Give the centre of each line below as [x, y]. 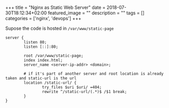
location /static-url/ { [50, 83]
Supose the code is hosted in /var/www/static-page [60, 28]
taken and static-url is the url [41, 78]
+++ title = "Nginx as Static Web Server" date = [56, 7]
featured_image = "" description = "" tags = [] [96, 13]
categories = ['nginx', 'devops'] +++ [43, 18]
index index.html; [43, 60]
